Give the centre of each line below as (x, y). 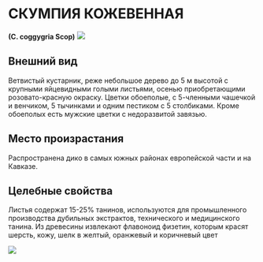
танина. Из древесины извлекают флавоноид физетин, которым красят (128, 226)
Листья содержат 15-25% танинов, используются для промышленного (128, 210)
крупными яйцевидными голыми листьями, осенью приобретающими (127, 88)
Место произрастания (66, 139)
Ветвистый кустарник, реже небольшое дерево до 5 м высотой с (118, 80)
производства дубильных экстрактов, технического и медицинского (124, 219)
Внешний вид (43, 61)
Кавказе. (23, 166)
